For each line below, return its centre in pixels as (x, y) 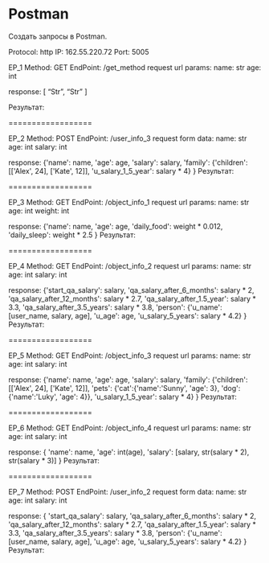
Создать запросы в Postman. (58, 36)
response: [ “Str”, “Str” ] (48, 91)
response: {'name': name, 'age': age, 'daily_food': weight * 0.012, (116, 226)
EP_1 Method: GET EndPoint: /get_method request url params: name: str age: (135, 67)
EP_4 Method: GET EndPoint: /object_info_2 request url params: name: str (130, 265)
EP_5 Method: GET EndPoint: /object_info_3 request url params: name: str (130, 355)
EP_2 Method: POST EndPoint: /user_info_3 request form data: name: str (128, 138)
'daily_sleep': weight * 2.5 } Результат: (72, 235)
